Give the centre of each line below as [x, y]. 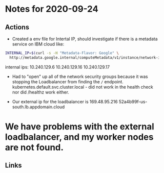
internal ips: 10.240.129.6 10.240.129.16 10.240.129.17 [57, 67]
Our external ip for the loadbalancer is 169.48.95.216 [65, 101]
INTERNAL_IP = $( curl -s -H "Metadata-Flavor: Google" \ [62, 53]
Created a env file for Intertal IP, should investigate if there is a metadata [85, 39]
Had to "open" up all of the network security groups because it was [80, 76]
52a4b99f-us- [133, 101]
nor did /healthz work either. [41, 92]
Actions [17, 27]
